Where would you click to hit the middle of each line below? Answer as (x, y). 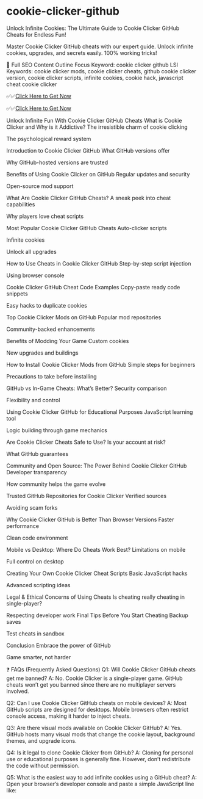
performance (23, 526)
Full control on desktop (35, 561)
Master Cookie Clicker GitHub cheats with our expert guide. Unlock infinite (100, 46)
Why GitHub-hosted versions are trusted (57, 162)
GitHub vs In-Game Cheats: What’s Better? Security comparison (87, 388)
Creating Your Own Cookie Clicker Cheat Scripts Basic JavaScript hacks (97, 573)
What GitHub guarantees (37, 454)
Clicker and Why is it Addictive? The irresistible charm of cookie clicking (97, 127)
